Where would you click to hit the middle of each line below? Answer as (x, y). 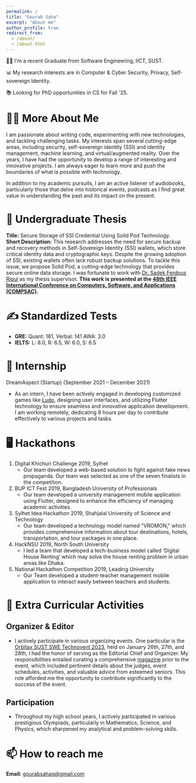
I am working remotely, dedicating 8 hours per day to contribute (91, 412)
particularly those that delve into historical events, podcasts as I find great (95, 189)
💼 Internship (36, 366)
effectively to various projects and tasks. (63, 418)
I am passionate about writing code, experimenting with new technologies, (96, 134)
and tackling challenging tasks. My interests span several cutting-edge (91, 140)
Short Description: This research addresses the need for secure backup (94, 242)
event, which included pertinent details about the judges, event (90, 665)
